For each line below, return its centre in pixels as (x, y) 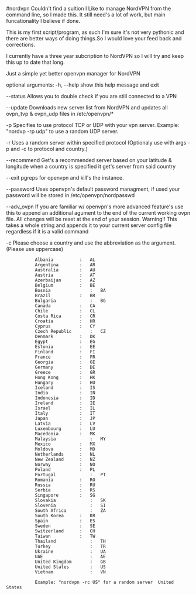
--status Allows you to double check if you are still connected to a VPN (92, 96)
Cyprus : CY (65, 326)
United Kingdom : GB (71, 562)
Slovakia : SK (71, 500)
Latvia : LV (65, 424)
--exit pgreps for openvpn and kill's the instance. (65, 178)
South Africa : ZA (71, 511)
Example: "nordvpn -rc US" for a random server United (104, 582)
